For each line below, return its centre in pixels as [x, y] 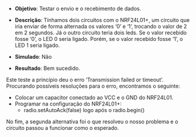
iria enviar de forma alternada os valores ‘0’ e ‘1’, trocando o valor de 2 [101, 26]
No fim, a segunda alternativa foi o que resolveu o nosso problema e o [92, 122]
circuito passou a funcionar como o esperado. [63, 128]
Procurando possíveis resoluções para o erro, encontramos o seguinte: [93, 86]
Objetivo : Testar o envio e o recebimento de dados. [78, 9]
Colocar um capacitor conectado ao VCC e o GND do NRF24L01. [94, 98]
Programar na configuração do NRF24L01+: [68, 104]
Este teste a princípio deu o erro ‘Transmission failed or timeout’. [85, 80]
